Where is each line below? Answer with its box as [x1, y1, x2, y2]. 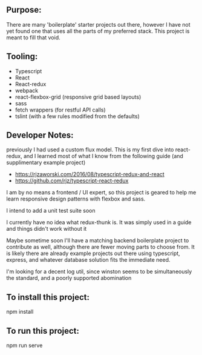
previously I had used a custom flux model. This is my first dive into [6, 146, 174, 153]
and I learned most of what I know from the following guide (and [23, 153, 183, 160]
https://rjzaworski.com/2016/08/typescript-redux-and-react [15, 171, 165, 178]
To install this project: [6, 292, 90, 302]
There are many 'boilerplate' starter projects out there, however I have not [6, 21, 191, 28]
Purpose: [6, 5, 42, 15]
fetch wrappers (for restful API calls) [15, 106, 106, 113]
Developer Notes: [6, 130, 74, 141]
